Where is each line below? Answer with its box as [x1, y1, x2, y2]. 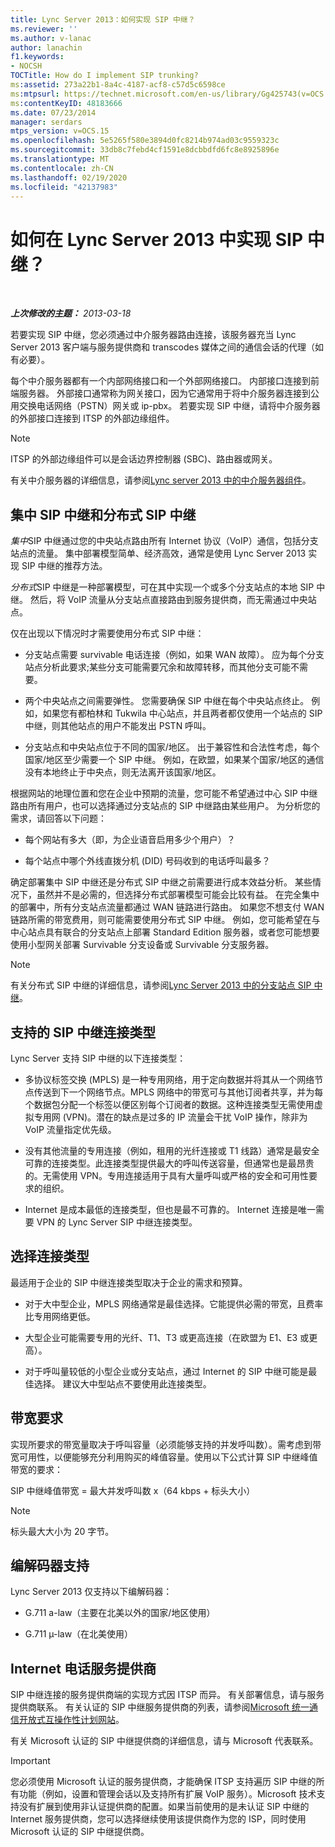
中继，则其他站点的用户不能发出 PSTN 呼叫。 [24, 720, 212, 732]
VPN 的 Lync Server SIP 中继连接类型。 [36, 1216, 198, 1228]
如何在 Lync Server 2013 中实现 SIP [10, 228, 304, 251]
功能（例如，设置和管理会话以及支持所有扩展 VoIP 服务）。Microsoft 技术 [18, 1788, 317, 1800]
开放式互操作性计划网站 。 [18, 1714, 125, 1726]
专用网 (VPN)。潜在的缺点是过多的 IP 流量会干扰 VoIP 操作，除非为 [33, 1111, 308, 1123]
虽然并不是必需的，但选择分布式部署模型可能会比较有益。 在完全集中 [36, 889, 320, 901]
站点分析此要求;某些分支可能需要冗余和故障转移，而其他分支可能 [24, 661, 292, 673]
